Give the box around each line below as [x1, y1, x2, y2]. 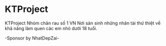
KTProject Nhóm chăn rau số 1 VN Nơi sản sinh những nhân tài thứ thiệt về [5, 20, 161, 26]
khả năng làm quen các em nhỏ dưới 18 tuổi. [5, 25, 97, 31]
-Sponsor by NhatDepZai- [5, 35, 60, 41]
